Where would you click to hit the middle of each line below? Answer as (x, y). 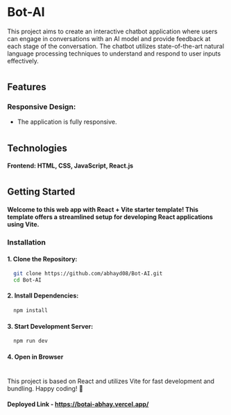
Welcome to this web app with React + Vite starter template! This (103, 209)
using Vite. (23, 224)
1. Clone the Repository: (42, 259)
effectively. (23, 60)
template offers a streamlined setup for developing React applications (110, 217)
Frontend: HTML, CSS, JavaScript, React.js (70, 166)
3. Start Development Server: (50, 326)
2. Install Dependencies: (43, 295)
